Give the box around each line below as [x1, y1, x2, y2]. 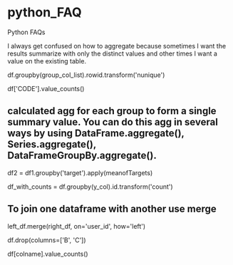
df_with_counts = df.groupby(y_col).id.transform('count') [7, 182, 173, 191]
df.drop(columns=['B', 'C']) [7, 236, 87, 244]
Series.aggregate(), [7, 138, 96, 150]
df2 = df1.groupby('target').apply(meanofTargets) [7, 168, 153, 177]
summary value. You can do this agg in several [7, 116, 219, 128]
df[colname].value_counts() [7, 249, 88, 258]
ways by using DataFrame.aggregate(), [7, 128, 185, 140]
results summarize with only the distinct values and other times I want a [7, 49, 217, 58]
